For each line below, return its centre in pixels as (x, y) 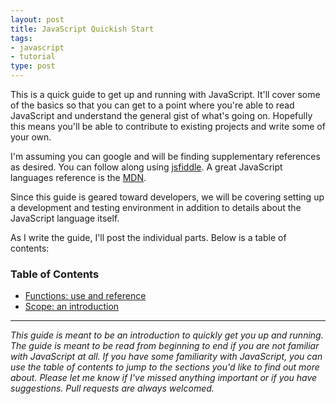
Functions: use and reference (85, 296)
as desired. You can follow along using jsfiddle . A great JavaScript (146, 167)
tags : (21, 38)
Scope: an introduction (72, 307)
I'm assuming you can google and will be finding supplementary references (165, 156)
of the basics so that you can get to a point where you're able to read (152, 105)
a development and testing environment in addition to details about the (156, 207)
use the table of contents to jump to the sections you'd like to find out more (165, 367)
